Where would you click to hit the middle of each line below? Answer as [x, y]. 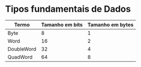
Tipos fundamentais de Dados [68, 9]
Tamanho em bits [62, 25]
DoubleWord [22, 49]
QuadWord [20, 57]
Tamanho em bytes [111, 25]
